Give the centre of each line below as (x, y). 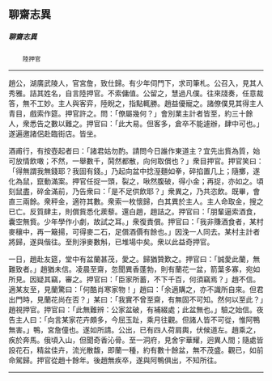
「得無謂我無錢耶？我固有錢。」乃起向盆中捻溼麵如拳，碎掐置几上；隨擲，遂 (134, 171)
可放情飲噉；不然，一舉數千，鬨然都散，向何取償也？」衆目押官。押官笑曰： (136, 161)
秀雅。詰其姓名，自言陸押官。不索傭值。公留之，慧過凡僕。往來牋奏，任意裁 (136, 93)
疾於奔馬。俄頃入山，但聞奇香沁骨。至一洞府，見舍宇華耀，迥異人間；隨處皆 (136, 340)
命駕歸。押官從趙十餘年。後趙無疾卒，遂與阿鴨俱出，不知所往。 (115, 360)
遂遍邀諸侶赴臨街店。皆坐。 (55, 134)
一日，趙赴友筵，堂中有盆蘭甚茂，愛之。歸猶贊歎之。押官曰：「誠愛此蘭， (131, 259)
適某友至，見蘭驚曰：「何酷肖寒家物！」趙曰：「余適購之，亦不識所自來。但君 (136, 290)
